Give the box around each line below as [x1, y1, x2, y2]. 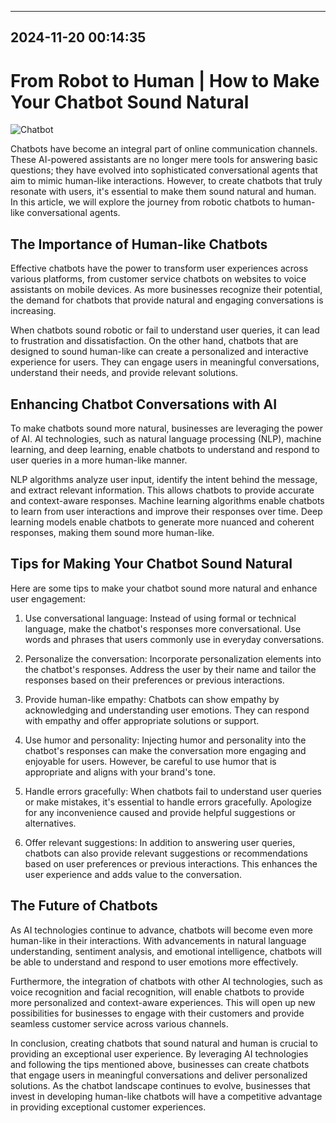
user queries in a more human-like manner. [10, 454, 188, 466]
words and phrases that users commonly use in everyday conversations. [24, 633, 325, 645]
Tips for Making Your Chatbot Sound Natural [10, 556, 293, 573]
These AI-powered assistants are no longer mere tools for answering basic [10, 154, 318, 166]
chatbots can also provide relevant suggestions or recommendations [24, 847, 308, 859]
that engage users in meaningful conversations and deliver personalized [10, 1069, 308, 1081]
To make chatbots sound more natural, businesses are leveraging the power [10, 422, 324, 434]
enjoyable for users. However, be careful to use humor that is [24, 755, 277, 767]
